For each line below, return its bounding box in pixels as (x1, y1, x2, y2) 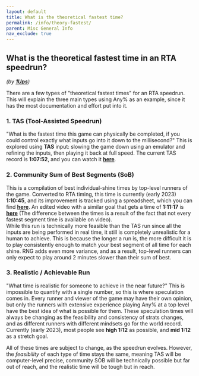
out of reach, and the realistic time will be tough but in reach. (6, 363, 155, 370)
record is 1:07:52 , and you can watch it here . (6, 156, 116, 163)
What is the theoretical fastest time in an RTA (6, 53, 176, 63)
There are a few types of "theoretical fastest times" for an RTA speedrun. (6, 89, 185, 96)
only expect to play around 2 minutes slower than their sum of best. (6, 253, 172, 261)
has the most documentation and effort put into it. (6, 102, 128, 109)
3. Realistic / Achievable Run (6, 268, 90, 277)
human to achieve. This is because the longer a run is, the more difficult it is (6, 234, 192, 242)
